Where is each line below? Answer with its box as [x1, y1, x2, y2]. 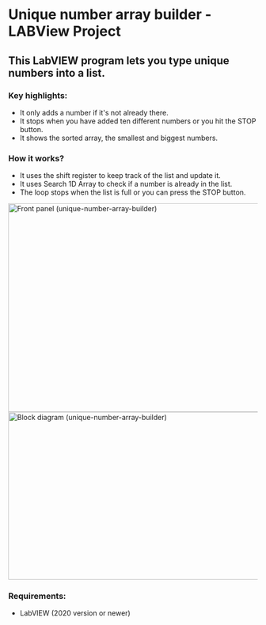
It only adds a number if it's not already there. [19, 108, 169, 117]
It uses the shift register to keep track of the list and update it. [19, 171, 221, 180]
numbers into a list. [8, 66, 105, 80]
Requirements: [8, 591, 66, 602]
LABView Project [8, 22, 121, 40]
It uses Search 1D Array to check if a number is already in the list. [19, 180, 233, 189]
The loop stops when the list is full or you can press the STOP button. [19, 187, 246, 197]
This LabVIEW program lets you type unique [8, 54, 230, 67]
